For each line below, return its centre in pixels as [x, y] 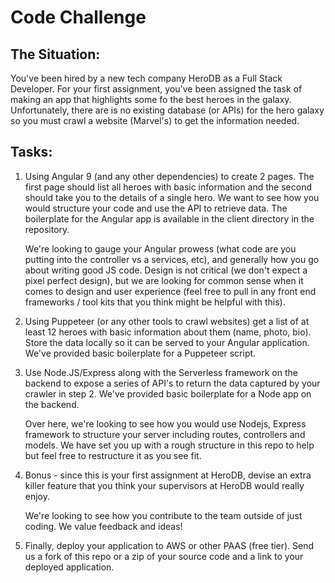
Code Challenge [78, 17]
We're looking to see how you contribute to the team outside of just [163, 515]
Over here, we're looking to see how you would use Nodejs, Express [165, 423]
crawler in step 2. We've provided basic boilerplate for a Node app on [168, 393]
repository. [47, 229]
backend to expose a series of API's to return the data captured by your [172, 383]
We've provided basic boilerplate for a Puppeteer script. [140, 353]
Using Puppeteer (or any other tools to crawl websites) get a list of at [167, 321]
